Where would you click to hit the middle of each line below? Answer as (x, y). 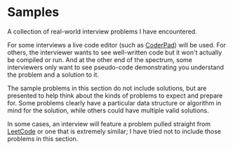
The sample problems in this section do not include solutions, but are (107, 88)
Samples (33, 12)
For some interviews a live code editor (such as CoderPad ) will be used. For (117, 45)
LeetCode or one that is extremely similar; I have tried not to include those (114, 131)
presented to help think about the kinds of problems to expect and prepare (115, 96)
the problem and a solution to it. (53, 75)
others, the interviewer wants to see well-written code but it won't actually (115, 52)
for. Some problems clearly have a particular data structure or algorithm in (114, 103)
